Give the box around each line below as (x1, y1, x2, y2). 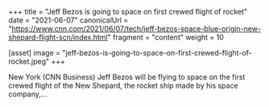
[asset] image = (8, 48, 60, 57)
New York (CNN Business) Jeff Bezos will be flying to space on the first (8, 72, 246, 81)
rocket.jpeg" (8, 56, 50, 66)
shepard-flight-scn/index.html (8, 32, 108, 42)
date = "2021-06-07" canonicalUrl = (8, 15, 129, 25)
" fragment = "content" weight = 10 (107, 32, 224, 42)
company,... (8, 89, 48, 99)
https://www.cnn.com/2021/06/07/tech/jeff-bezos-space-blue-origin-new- (11, 24, 262, 33)
